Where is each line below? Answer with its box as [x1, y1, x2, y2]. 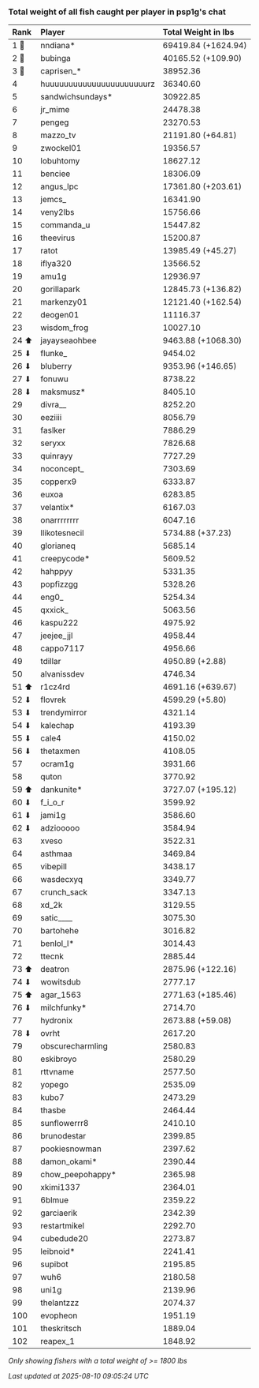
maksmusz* [40, 386, 86, 397]
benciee [40, 168, 71, 179]
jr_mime [40, 104, 70, 115]
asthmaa [40, 848, 72, 859]
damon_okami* [40, 1156, 98, 1167]
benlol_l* [40, 938, 75, 949]
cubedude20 [40, 1233, 89, 1244]
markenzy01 [40, 297, 88, 308]
